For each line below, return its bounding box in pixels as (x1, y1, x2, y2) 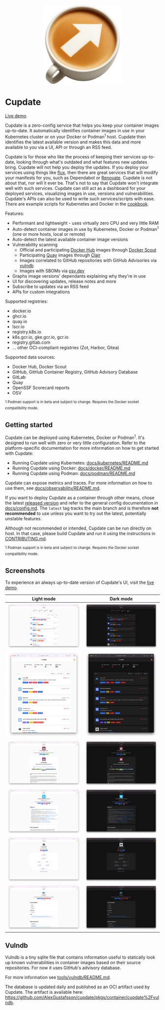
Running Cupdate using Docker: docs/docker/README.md (12, 465, 131, 471)
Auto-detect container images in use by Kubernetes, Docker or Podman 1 (12, 225, 159, 232)
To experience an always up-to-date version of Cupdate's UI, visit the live (5, 579, 154, 585)
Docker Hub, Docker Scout (12, 364, 67, 370)
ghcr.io (12, 313, 27, 319)
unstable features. (5, 516, 42, 522)
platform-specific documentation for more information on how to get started (5, 445, 159, 451)
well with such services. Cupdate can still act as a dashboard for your (5, 185, 146, 191)
